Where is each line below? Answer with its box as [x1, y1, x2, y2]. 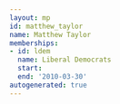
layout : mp [9, 13, 51, 23]
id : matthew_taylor [9, 22, 84, 31]
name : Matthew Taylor [9, 30, 92, 39]
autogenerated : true [9, 80, 88, 90]
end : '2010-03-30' [17, 72, 88, 81]
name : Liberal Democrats [17, 55, 112, 64]
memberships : [9, 38, 59, 48]
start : [17, 64, 43, 73]
